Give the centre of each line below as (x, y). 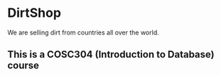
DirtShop (34, 13)
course (23, 66)
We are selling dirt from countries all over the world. (83, 32)
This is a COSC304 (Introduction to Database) (111, 55)
